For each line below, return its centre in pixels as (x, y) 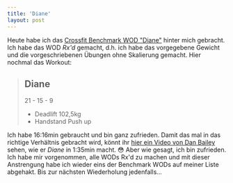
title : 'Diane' (29, 14)
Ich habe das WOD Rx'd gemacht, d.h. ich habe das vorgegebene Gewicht (114, 47)
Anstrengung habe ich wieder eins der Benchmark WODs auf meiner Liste (113, 165)
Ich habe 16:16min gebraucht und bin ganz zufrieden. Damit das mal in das (114, 135)
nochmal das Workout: (39, 62)
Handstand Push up (63, 122)
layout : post (26, 20)
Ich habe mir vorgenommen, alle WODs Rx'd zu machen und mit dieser (109, 157)
